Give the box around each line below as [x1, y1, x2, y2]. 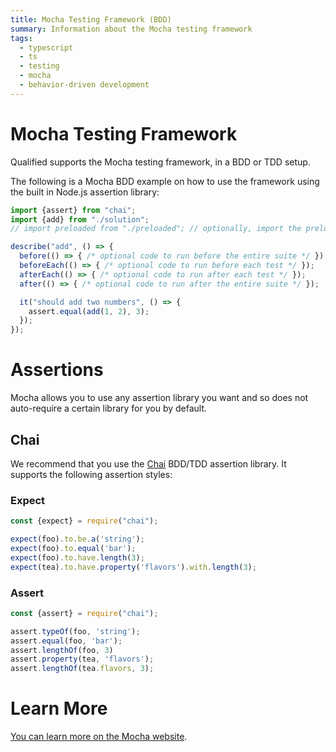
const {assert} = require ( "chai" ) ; [10, 608, 159, 618]
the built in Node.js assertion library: [10, 186, 160, 198]
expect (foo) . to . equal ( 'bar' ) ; [10, 543, 137, 553]
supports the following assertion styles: [10, 468, 173, 480]
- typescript [19, 42, 74, 53]
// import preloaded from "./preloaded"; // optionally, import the [10, 224, 302, 234]
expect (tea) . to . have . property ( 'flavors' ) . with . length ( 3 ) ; [10, 562, 257, 572]
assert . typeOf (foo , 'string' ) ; [10, 626, 141, 636]
